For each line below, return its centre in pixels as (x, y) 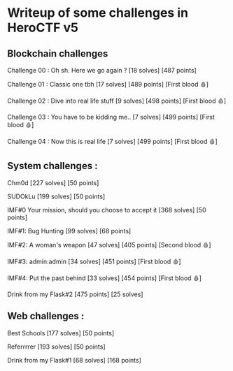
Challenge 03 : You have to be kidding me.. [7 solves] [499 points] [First (111, 117)
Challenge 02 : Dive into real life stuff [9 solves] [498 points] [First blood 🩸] (116, 101)
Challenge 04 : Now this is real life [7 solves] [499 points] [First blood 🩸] (113, 141)
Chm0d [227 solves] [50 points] (53, 182)
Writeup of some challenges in (98, 13)
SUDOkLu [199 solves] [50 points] (56, 196)
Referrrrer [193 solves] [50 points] (57, 347)
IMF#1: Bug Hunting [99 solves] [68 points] (69, 231)
